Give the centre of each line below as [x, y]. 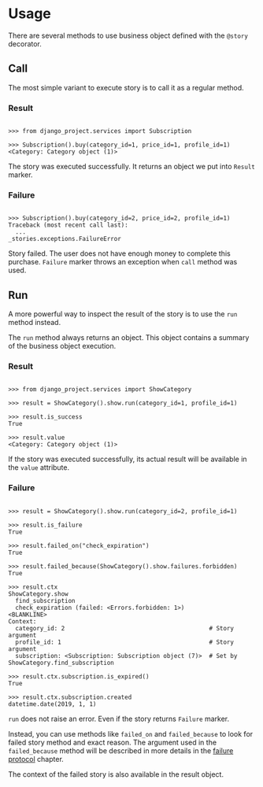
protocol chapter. [36, 759]
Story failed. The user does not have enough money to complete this [119, 253]
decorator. [25, 43]
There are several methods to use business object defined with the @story [128, 35]
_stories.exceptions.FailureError [65, 239]
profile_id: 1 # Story [125, 642]
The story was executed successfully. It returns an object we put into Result [132, 167]
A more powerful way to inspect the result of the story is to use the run [123, 314]
